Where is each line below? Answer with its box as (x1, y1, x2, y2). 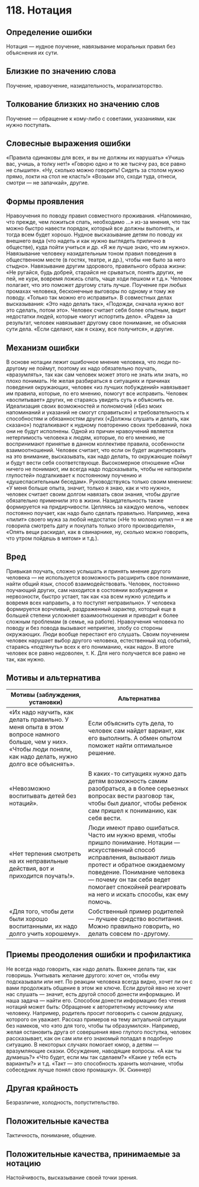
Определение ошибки (6, 27, 92, 37)
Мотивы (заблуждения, (11, 690, 81, 699)
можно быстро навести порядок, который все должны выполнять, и (6, 225, 179, 232)
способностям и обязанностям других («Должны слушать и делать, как (6, 415, 190, 423)
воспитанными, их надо (9, 922, 78, 930)
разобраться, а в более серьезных (88, 784, 188, 792)
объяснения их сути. (6, 49, 59, 56)
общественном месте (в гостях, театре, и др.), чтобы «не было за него (6, 256, 185, 264)
